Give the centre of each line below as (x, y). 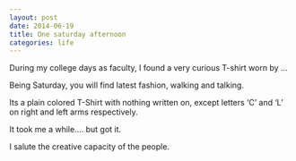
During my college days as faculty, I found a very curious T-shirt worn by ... (149, 68)
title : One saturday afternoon (68, 34)
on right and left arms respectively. (74, 112)
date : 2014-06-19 (42, 26)
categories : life (42, 42)
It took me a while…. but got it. (65, 130)
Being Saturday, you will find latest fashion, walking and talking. (127, 85)
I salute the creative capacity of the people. (90, 147)
